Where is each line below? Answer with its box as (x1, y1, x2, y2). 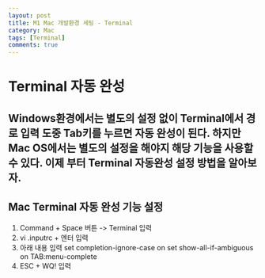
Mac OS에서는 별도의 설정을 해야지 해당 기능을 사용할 (8, 141, 254, 154)
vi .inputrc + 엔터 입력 (19, 233, 89, 242)
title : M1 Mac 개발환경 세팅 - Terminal (8, 19, 133, 27)
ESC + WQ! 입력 (19, 261, 71, 270)
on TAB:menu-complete (19, 251, 97, 261)
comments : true (8, 41, 59, 49)
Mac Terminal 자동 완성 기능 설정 (8, 200, 164, 214)
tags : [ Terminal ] (8, 33, 66, 42)
